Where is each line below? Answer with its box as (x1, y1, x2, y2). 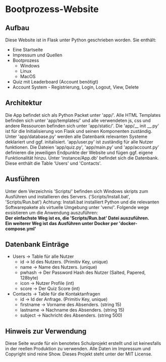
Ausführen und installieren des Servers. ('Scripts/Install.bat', (5, 193, 130, 199)
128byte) (20, 275, 39, 281)
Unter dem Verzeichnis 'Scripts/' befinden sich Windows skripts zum (5, 188, 148, 194)
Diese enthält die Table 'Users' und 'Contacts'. (5, 160, 102, 166)
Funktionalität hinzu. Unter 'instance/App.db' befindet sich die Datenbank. (5, 155, 159, 161)
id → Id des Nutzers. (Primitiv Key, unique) (20, 259, 108, 265)
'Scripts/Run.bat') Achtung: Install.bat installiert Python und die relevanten (5, 199, 159, 205)
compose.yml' (5, 226, 36, 232)
